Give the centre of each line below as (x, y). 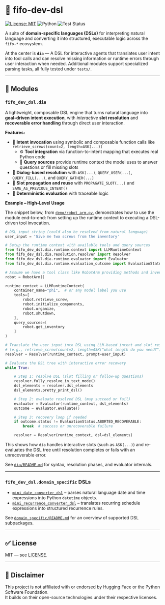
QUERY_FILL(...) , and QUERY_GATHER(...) (53, 178)
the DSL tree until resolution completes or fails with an (80, 450)
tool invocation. (35, 223)
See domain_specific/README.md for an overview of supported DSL (72, 518)
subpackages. (19, 523)
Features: (15, 132)
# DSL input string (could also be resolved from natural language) (77, 232)
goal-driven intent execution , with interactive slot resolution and (72, 118)
